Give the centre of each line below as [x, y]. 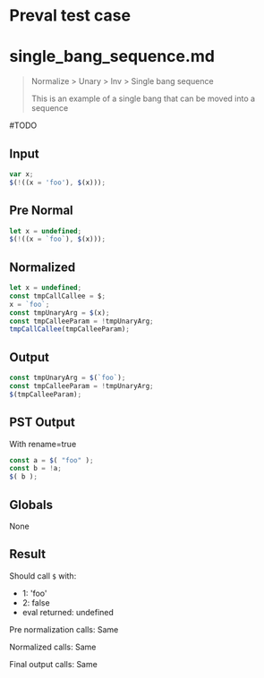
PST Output [43, 423]
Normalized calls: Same [53, 647]
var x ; [21, 174]
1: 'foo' [34, 593]
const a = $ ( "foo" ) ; [51, 460]
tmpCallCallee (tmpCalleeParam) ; [69, 329]
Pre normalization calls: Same [64, 629]
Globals [31, 505]
